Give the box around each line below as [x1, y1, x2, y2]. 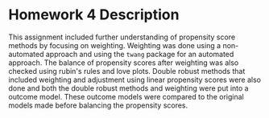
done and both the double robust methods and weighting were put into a [8, 83, 249, 93]
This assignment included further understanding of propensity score [8, 32, 236, 42]
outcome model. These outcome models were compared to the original [8, 92, 244, 101]
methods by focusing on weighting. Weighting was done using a [8, 40, 221, 50]
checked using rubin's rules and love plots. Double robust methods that [8, 66, 246, 75]
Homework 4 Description [8, 6, 180, 24]
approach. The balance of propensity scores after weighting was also [8, 58, 239, 67]
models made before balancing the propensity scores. [8, 100, 188, 110]
